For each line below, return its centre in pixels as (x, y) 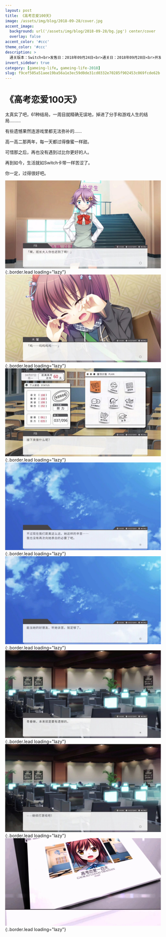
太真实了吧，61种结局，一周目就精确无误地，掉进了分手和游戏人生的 (75, 114)
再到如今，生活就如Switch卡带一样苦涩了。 (49, 163)
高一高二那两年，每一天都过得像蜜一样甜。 (48, 142)
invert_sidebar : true (27, 63)
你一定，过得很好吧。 (27, 173)
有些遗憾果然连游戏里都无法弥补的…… (44, 131)
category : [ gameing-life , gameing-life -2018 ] (53, 68)
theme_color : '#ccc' (26, 47)
